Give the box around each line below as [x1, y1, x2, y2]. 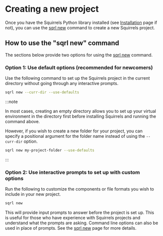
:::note [5, 99, 18, 105]
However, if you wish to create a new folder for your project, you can [5, 128, 143, 134]
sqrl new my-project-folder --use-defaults [5, 148, 95, 152]
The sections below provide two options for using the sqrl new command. [5, 52, 153, 58]
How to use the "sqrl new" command [5, 39, 119, 47]
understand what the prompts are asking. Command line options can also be [5, 220, 158, 226]
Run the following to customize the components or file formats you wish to [5, 186, 154, 192]
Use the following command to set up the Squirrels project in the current [5, 75, 150, 81]
